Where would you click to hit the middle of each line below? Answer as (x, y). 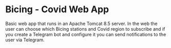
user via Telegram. (25, 40)
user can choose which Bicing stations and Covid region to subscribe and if (85, 29)
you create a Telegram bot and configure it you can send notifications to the (86, 34)
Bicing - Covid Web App (57, 9)
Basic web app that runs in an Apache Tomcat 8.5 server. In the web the (81, 23)
